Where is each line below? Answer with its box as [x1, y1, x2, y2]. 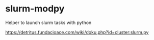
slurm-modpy [5, 3, 65, 14]
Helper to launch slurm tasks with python [5, 19, 92, 25]
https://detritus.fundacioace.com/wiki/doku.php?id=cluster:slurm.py [5, 29, 149, 35]
